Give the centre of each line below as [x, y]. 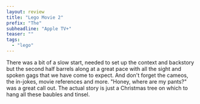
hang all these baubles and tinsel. [48, 94]
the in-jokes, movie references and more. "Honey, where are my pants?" [96, 81]
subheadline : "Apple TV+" [39, 29]
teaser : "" [20, 34]
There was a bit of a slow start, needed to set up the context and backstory [100, 62]
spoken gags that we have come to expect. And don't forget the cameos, [97, 75]
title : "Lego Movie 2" [35, 17]
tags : [13, 40]
